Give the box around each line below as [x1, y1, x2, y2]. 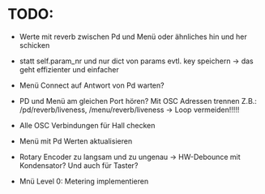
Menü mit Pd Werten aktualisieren [19, 136, 133, 146]
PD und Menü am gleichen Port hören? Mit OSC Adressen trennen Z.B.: [19, 96, 257, 106]
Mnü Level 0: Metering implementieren [19, 176, 149, 186]
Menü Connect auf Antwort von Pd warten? [19, 80, 165, 90]
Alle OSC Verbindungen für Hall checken [19, 120, 156, 130]
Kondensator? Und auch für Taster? [19, 160, 139, 170]
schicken [19, 40, 50, 50]
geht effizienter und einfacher [19, 64, 119, 74]
